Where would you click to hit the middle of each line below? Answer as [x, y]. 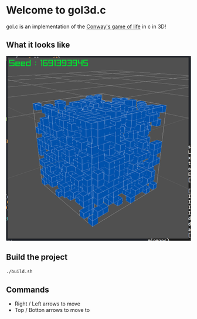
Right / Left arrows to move [47, 304]
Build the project [37, 257]
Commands [28, 289]
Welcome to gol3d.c [56, 10]
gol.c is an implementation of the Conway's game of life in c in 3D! [86, 26]
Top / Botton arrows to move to [52, 310]
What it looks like [38, 45]
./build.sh [19, 271]
